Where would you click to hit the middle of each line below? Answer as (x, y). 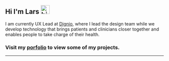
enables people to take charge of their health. (52, 34)
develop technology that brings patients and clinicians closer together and (82, 29)
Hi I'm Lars (22, 12)
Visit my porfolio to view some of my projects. (62, 47)
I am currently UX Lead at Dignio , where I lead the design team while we (80, 23)
